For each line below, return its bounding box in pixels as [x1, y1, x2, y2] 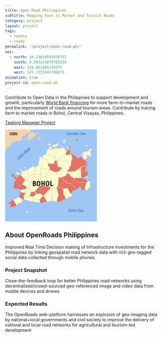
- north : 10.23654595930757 [9, 54, 67, 59]
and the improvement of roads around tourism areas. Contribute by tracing [5, 104, 156, 110]
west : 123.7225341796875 [14, 70, 65, 75]
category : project [5, 18, 43, 23]
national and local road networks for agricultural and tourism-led [5, 322, 136, 328]
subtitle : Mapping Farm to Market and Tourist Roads [5, 13, 115, 18]
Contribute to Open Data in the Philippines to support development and [5, 94, 148, 100]
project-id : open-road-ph [5, 80, 58, 85]
